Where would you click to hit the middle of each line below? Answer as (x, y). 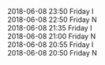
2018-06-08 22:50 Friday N (52, 20)
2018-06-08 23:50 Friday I (51, 11)
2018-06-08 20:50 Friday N (52, 53)
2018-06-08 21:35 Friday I (50, 28)
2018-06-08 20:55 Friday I (51, 45)
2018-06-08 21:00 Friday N (52, 36)
